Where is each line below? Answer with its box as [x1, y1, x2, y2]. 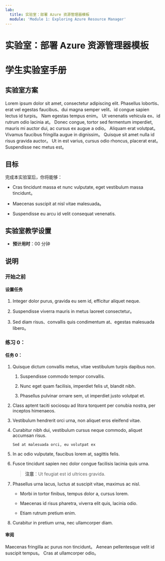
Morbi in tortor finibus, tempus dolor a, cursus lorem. [19, 490, 129, 496]
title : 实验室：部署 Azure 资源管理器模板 [9, 12, 90, 17]
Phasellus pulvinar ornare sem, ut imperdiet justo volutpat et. [19, 392, 145, 398]
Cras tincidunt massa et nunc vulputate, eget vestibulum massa [12, 184, 143, 190]
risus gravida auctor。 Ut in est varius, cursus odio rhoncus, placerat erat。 [5, 138, 161, 144]
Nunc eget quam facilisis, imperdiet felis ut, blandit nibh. [19, 383, 136, 389]
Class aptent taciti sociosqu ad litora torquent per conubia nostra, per [12, 402, 156, 408]
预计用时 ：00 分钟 [12, 241, 50, 247]
